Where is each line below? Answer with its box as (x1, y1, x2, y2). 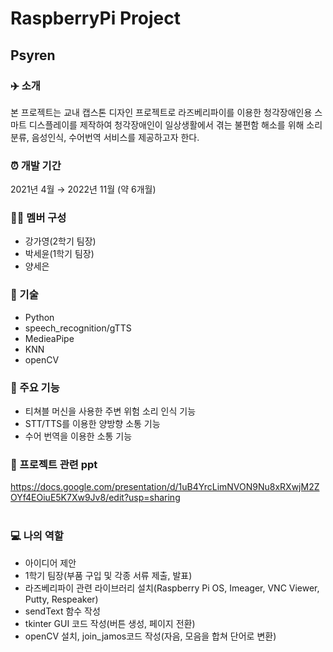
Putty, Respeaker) (24, 593, 99, 605)
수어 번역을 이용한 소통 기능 (24, 430, 133, 442)
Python (24, 311, 55, 323)
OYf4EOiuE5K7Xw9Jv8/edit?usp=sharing (10, 492, 181, 504)
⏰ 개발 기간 (10, 158, 62, 172)
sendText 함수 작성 (24, 605, 101, 617)
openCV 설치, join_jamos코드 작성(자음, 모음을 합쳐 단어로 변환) (24, 630, 277, 642)
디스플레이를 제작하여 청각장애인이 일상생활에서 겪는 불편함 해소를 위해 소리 (28, 118, 323, 131)
